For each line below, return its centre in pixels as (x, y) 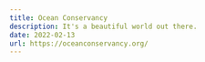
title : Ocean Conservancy (58, 18)
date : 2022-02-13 (42, 35)
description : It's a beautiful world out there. (103, 26)
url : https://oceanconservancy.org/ (79, 43)
